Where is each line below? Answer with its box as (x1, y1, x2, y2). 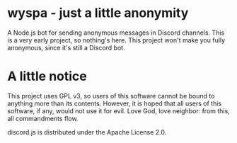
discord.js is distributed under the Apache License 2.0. (7, 127, 167, 136)
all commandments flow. (7, 114, 79, 122)
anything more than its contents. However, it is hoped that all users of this (7, 99, 221, 108)
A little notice (7, 69, 87, 84)
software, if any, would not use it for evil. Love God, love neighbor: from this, (7, 106, 230, 115)
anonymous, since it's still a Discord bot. (7, 43, 125, 52)
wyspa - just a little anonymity (7, 5, 189, 21)
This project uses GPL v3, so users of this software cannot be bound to (7, 91, 215, 100)
